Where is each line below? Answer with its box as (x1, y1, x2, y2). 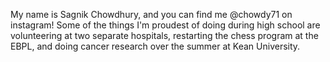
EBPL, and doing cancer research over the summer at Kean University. (10, 40, 301, 52)
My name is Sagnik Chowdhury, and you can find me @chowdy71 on (10, 9, 293, 20)
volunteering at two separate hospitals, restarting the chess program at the (10, 30, 319, 41)
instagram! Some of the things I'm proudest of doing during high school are (10, 19, 321, 31)
